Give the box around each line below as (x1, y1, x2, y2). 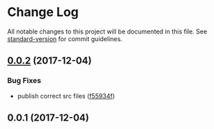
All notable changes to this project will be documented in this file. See (7, 27, 208, 36)
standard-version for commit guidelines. (7, 34, 123, 43)
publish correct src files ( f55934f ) (17, 91, 115, 100)
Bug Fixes (7, 76, 42, 86)
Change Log (7, 4, 79, 20)
